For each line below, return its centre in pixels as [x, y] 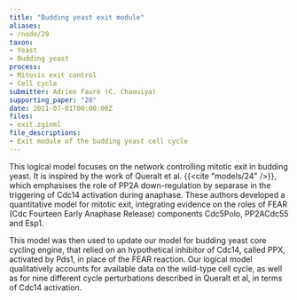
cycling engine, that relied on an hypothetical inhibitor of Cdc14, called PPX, [147, 249]
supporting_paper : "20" [53, 100]
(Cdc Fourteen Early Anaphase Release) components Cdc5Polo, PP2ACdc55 [149, 213]
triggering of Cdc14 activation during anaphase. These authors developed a [147, 194]
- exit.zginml [35, 125]
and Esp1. [27, 223]
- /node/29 [29, 34]
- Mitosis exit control [53, 75]
